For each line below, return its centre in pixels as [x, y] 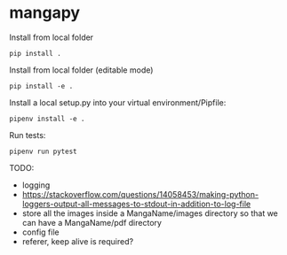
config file [40, 232]
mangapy [45, 13]
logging [36, 185]
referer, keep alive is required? [78, 241]
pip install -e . [41, 86]
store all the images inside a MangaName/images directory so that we [150, 213]
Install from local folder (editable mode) [81, 70]
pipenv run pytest [43, 151]
